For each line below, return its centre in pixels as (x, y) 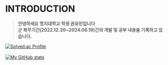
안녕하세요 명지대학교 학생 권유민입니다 (56, 23)
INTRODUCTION (40, 9)
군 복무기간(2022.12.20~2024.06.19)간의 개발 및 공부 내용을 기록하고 (88, 30)
